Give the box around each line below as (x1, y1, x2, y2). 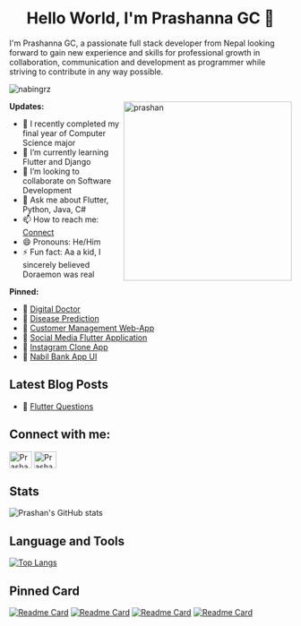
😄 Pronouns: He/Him (21, 236, 101, 247)
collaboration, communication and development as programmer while (9, 56, 266, 67)
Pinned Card (9, 583, 81, 598)
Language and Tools (9, 533, 125, 549)
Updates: (9, 100, 45, 111)
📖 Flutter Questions (21, 400, 94, 411)
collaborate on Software (21, 175, 112, 186)
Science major (21, 137, 76, 148)
